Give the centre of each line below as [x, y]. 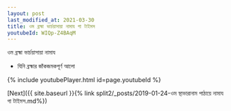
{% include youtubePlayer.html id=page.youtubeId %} [84, 80]
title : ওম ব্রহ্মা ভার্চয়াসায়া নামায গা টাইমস [51, 26]
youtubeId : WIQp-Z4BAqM [42, 33]
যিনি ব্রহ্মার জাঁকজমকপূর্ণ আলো [46, 66]
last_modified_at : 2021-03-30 [51, 20]
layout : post [26, 13]
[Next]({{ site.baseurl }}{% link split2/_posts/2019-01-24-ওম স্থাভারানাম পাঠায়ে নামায [115, 93]
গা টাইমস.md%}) [27, 101]
